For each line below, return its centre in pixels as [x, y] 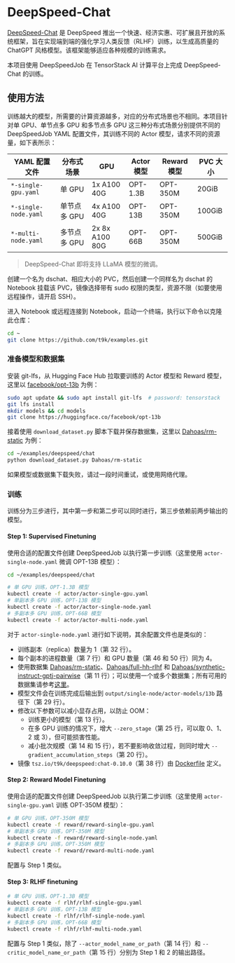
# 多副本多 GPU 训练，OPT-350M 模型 [56, 844]
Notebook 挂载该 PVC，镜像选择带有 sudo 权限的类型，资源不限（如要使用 [115, 288]
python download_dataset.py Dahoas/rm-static [74, 460]
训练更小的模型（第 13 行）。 [68, 719]
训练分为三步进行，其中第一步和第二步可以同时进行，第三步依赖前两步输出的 [117, 511]
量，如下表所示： [32, 142]
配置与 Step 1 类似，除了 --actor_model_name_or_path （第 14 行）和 [104, 943]
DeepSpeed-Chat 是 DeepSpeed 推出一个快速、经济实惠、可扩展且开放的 [113, 32]
